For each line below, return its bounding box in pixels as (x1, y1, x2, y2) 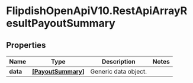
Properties (6, 40, 46, 50)
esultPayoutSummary (6, 16, 115, 30)
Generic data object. (90, 68, 147, 75)
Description (101, 58, 136, 65)
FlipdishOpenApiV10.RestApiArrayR (6, 4, 188, 18)
